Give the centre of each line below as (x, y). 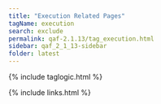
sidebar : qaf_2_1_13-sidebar (58, 46)
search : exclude (36, 31)
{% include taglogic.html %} (56, 77)
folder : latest (34, 54)
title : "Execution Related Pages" (67, 16)
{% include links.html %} (50, 93)
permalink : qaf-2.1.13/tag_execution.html (81, 39)
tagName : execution (41, 24)
